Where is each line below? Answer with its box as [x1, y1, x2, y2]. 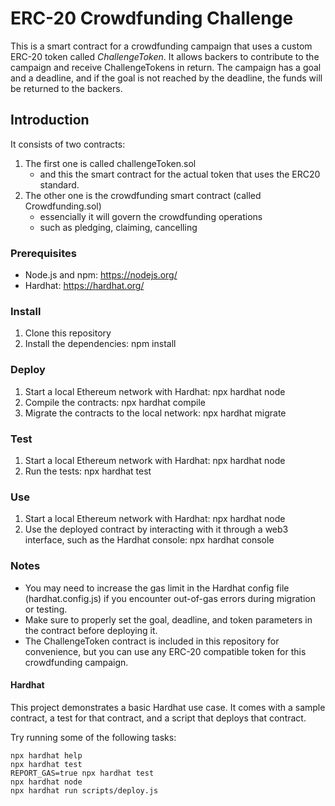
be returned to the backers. [10, 82, 123, 94]
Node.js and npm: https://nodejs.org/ [24, 269, 178, 281]
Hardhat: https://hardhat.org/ [24, 280, 145, 292]
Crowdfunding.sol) [24, 200, 102, 212]
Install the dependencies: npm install [24, 338, 177, 350]
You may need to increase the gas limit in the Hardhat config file [24, 582, 290, 594]
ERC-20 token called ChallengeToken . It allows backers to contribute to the [10, 50, 320, 62]
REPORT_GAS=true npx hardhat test [10, 768, 155, 778]
